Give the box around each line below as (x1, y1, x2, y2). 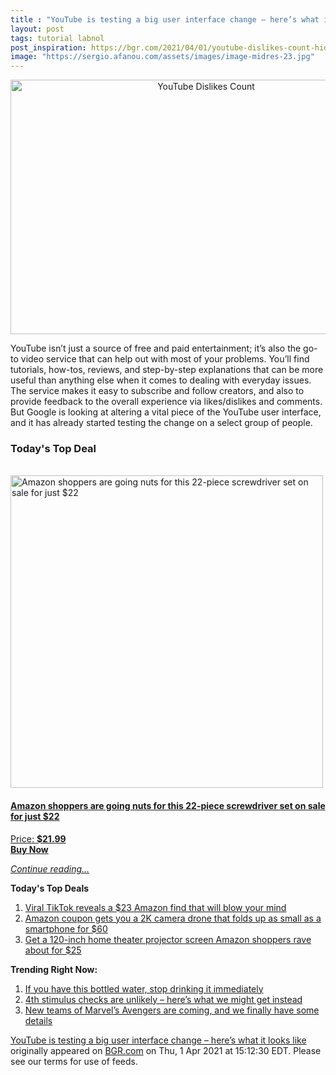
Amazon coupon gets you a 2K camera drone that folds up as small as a (24, 912, 322, 924)
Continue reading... (10, 862, 90, 875)
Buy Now (10, 843, 49, 855)
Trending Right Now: (10, 963, 98, 975)
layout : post (10, 24, 65, 34)
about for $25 (24, 944, 82, 956)
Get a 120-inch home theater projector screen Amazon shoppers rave (24, 933, 312, 945)
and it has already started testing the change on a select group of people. (10, 417, 313, 429)
